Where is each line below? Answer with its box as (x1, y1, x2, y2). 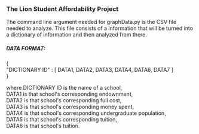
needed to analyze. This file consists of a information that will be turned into (6, 25, 193, 32)
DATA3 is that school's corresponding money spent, (6, 103, 134, 111)
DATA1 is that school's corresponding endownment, (6, 90, 133, 98)
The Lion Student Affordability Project (6, 5, 119, 13)
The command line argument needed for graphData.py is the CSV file (6, 19, 177, 26)
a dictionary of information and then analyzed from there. (6, 31, 148, 38)
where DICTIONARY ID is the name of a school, (6, 84, 123, 92)
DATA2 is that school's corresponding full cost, (6, 97, 122, 104)
